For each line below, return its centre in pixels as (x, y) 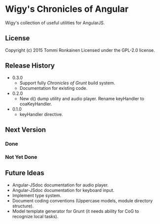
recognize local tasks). (35, 216)
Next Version (26, 130)
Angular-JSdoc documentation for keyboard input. (63, 190)
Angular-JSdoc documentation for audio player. (60, 185)
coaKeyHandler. (36, 104)
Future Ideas (25, 173)
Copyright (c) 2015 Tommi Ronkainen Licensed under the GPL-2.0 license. (80, 50)
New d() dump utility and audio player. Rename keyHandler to (82, 98)
